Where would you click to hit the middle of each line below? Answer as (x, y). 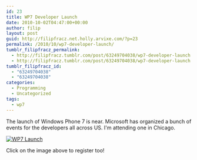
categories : (21, 83)
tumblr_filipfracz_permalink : (43, 50)
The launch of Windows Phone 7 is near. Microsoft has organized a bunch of (99, 121)
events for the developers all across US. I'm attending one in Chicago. (91, 128)
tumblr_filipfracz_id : (34, 66)
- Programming (29, 88)
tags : (13, 99)
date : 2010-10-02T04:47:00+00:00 (47, 22)
